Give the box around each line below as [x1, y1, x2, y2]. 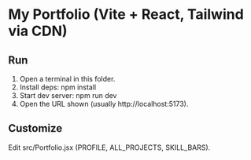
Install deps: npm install [19, 82, 97, 92]
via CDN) [8, 22, 68, 40]
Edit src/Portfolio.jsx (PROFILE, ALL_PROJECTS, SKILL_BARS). [8, 143, 211, 152]
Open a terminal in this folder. [19, 75, 116, 83]
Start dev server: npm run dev [19, 91, 117, 100]
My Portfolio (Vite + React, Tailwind [8, 5, 244, 24]
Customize [8, 122, 63, 135]
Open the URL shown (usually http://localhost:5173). [19, 100, 189, 108]
